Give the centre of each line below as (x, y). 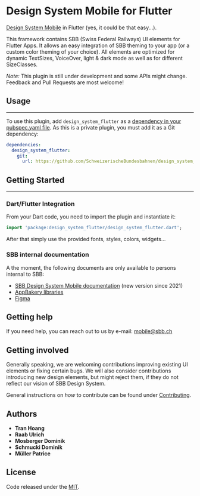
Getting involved (37, 350)
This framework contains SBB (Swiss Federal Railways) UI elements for (93, 39)
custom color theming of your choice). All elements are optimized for (90, 51)
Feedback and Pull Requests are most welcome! (65, 82)
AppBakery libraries (39, 292)
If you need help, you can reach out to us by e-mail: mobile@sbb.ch (89, 331)
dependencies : (24, 144)
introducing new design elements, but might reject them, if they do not (92, 377)
